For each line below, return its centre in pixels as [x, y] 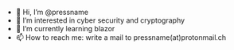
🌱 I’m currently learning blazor [65, 29]
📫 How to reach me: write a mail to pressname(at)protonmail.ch [121, 37]
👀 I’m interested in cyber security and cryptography [100, 20]
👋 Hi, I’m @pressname [52, 12]
